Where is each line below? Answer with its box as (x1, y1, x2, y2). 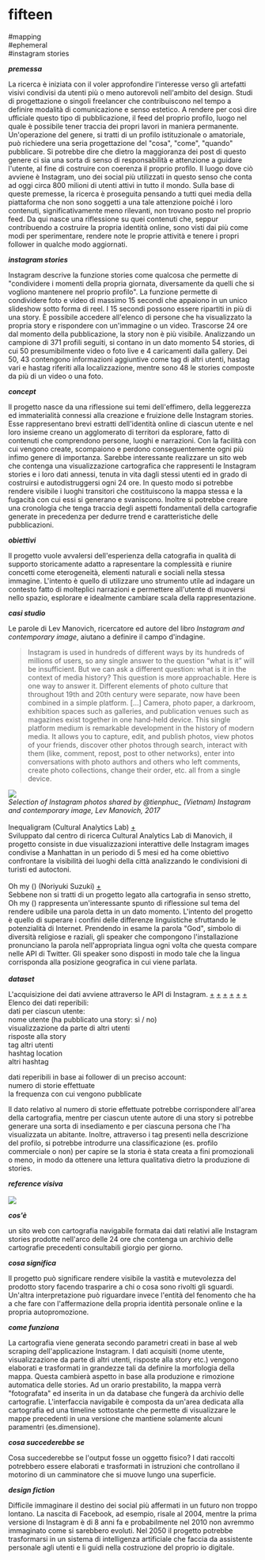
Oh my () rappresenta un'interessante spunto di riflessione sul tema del (8, 898, 240, 907)
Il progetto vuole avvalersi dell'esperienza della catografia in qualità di (8, 550, 237, 560)
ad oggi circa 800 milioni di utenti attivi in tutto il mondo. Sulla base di (8, 180, 235, 190)
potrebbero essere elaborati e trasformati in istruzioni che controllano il (8, 1461, 240, 1470)
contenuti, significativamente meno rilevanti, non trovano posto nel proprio (8, 205, 252, 215)
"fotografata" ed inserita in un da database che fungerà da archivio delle (8, 1388, 244, 1397)
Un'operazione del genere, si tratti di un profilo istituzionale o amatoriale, (8, 129, 246, 140)
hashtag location (8, 1048, 63, 1058)
